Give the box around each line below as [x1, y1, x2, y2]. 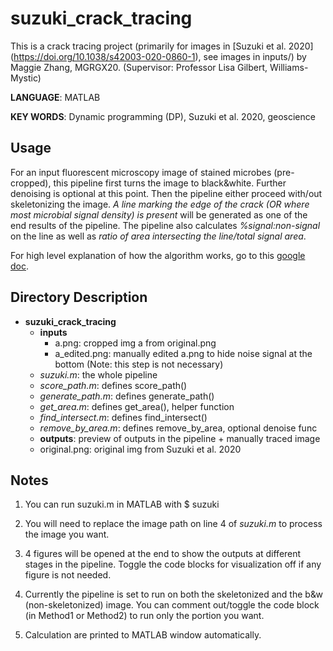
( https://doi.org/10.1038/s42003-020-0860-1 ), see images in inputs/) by [10, 50, 307, 62]
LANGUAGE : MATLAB [10, 91, 101, 103]
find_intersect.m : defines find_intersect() [39, 411, 208, 423]
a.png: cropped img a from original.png [54, 337, 217, 349]
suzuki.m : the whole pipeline [39, 368, 158, 381]
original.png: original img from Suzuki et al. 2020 [39, 443, 242, 455]
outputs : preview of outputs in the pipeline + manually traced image [39, 432, 321, 444]
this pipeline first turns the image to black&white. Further [53, 177, 287, 189]
